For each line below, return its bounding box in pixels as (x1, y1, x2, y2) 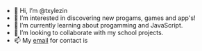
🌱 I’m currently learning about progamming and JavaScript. (13, 21, 183, 29)
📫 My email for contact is (13, 37, 88, 44)
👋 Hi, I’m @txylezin (13, 7, 68, 14)
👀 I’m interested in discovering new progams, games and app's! (13, 14, 196, 22)
